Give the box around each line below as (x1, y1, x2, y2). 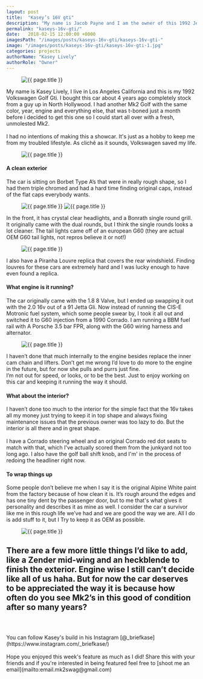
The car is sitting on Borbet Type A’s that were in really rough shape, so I (6, 178, 187, 185)
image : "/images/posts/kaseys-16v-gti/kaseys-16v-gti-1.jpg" (6, 43, 164, 49)
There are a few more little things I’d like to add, (6, 545, 188, 556)
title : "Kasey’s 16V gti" (6, 14, 74, 21)
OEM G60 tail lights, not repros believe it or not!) (6, 233, 126, 240)
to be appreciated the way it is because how (6, 583, 175, 593)
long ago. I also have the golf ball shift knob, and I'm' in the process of (6, 451, 181, 458)
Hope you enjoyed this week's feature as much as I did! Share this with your (6, 653, 195, 660)
